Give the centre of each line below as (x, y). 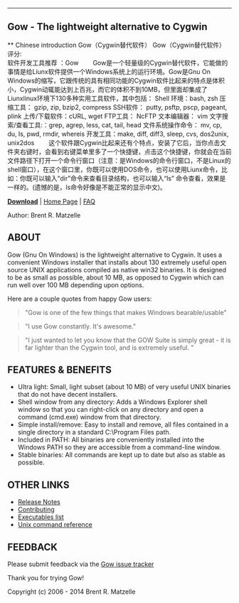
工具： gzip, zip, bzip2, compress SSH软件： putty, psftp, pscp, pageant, (120, 107)
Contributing (36, 510)
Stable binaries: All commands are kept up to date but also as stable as (122, 455)
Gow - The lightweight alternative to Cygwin (107, 27)
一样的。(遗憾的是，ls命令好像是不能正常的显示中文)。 (87, 187)
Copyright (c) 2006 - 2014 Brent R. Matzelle (71, 592)
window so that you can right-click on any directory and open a (111, 410)
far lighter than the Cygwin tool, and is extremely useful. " (109, 347)
